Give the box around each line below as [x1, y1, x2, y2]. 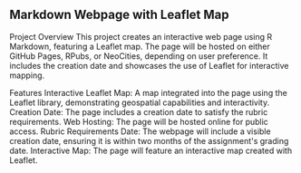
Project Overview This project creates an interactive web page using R [9, 31, 273, 42]
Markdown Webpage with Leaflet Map [9, 7, 229, 23]
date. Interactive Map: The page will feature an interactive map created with [9, 145, 293, 156]
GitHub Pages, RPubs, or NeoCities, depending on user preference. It [9, 50, 268, 62]
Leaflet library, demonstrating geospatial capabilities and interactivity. [9, 97, 270, 108]
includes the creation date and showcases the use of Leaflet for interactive [9, 60, 289, 71]
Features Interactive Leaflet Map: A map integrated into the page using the [9, 87, 287, 98]
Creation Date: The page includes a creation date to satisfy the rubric [9, 106, 268, 117]
